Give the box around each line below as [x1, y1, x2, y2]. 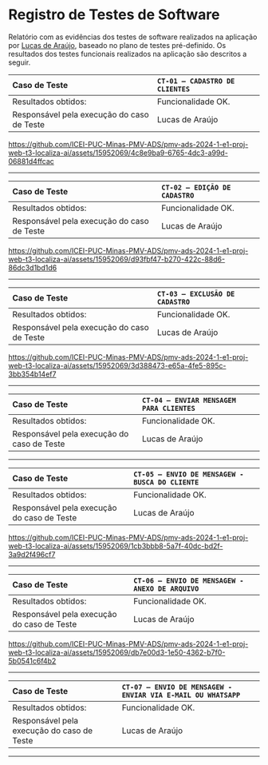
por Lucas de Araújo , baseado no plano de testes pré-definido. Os [8, 40, 227, 50]
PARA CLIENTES [142, 404, 195, 412]
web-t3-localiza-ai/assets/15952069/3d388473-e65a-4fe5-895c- [8, 361, 227, 370]
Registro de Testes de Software [8, 6, 220, 24]
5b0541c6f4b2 [8, 655, 57, 665]
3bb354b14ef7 [8, 369, 57, 379]
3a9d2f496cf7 [8, 549, 56, 559]
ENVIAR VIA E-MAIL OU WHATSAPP [121, 690, 241, 699]
